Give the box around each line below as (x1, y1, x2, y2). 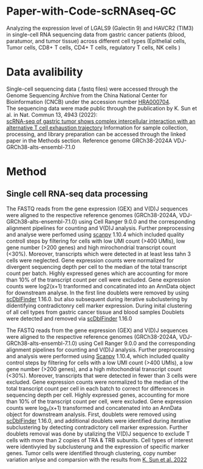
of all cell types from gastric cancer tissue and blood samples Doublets (6, 308, 185, 316)
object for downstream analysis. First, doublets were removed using (6, 411, 176, 418)
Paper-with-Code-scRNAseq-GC (6, 4, 176, 18)
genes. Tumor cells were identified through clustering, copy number (6, 449, 177, 457)
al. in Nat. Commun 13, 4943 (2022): (6, 111, 98, 118)
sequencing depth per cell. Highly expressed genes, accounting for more (6, 391, 190, 398)
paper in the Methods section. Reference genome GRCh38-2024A (6, 137, 173, 144)
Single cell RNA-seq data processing (6, 189, 148, 199)
